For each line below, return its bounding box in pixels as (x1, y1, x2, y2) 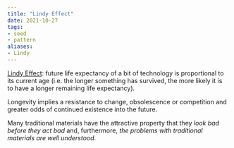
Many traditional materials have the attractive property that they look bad (7, 118, 220, 127)
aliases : (7, 43, 33, 50)
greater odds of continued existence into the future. (7, 105, 158, 113)
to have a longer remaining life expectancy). (7, 84, 135, 92)
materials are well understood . (7, 133, 97, 142)
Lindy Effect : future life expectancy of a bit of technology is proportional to (7, 68, 224, 78)
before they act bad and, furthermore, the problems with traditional (7, 126, 203, 135)
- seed (7, 30, 27, 37)
